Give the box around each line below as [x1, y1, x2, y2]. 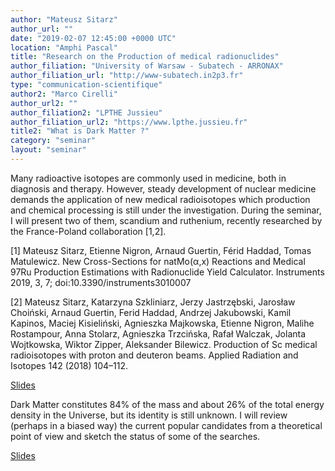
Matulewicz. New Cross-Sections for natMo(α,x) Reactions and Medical [10, 255, 306, 267]
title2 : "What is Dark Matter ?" [10, 126, 150, 136]
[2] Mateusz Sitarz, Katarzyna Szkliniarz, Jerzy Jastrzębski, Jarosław [10, 296, 296, 308]
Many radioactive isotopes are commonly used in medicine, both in [10, 172, 287, 184]
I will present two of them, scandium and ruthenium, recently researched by [10, 214, 323, 226]
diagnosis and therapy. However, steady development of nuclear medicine [10, 182, 317, 195]
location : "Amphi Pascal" [10, 42, 118, 53]
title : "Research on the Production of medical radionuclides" [10, 52, 280, 62]
